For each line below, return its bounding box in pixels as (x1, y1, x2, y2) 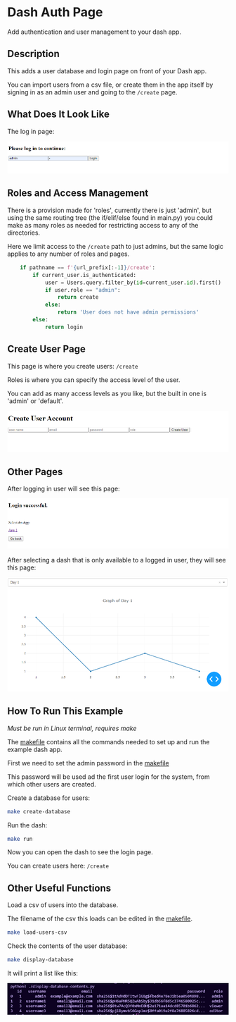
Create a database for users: (7, 794, 90, 802)
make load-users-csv (7, 929, 68, 936)
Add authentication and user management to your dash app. (7, 27, 181, 36)
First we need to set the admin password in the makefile (7, 758, 170, 767)
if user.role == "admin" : (44, 286, 121, 293)
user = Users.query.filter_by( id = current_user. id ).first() (44, 279, 221, 286)
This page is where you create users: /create (7, 362, 138, 370)
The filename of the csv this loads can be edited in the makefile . (7, 914, 193, 923)
